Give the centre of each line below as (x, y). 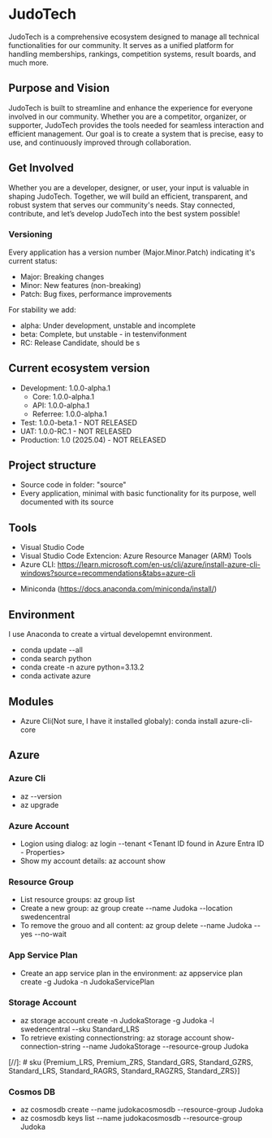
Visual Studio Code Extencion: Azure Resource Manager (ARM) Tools (136, 556)
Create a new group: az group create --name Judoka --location (126, 909)
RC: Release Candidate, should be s (80, 342)
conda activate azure (55, 676)
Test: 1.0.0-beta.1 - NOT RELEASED (79, 422)
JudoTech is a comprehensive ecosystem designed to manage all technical (134, 37)
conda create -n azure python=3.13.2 (82, 667)
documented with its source (67, 502)
